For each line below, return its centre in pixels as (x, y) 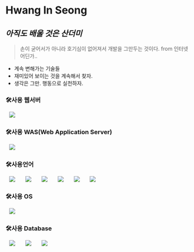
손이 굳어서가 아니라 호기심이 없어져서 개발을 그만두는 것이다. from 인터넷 (104, 49)
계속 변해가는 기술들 (37, 69)
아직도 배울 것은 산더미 (44, 33)
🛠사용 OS (19, 196)
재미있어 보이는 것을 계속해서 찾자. (53, 76)
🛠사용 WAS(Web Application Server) (59, 132)
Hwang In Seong (46, 10)
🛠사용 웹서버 (23, 100)
